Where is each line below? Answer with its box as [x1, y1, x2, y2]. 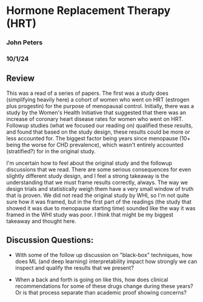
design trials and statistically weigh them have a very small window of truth [6, 185, 194, 192]
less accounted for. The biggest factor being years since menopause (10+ [6, 134, 191, 142]
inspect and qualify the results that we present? [15, 264, 135, 271]
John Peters [6, 38, 43, 47]
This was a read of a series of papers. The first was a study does [6, 89, 168, 97]
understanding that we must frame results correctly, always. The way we [6, 179, 188, 186]
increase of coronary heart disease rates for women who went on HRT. [6, 115, 184, 122]
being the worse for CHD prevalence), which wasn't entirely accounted [6, 141, 184, 148]
